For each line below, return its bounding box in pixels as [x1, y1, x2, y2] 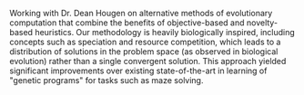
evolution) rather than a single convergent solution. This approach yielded [9, 56, 287, 66]
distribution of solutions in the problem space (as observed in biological [9, 46, 279, 57]
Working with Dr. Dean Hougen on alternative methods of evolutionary [9, 8, 273, 18]
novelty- [246, 17, 279, 28]
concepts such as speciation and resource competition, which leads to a [9, 36, 281, 47]
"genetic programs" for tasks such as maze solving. [9, 75, 204, 85]
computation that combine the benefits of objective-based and [9, 17, 245, 28]
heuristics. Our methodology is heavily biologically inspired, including [35, 27, 296, 37]
